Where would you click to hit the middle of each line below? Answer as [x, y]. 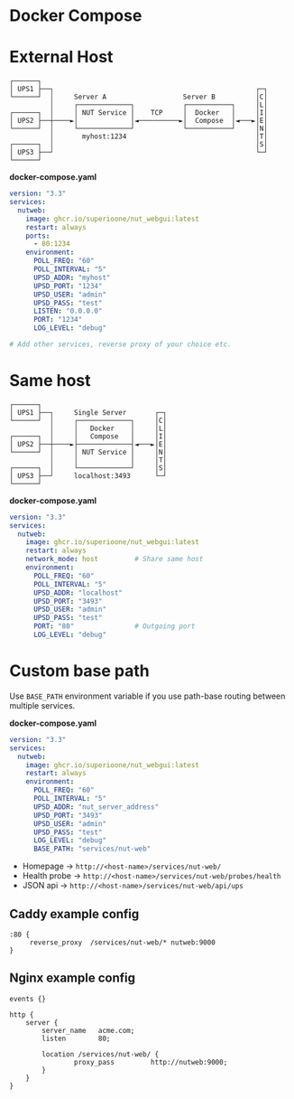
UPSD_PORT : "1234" [68, 286]
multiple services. [42, 705]
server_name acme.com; [88, 1030]
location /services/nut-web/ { [101, 1054]
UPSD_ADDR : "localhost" [78, 593]
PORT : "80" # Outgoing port [114, 626]
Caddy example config [74, 914]
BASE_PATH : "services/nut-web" [92, 849]
